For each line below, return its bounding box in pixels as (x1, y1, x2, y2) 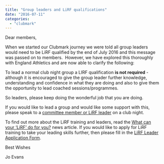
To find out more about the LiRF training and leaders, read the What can (5, 119, 152, 125)
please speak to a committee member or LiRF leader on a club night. (5, 110, 144, 116)
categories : (5, 16, 30, 21)
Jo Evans (5, 154, 24, 160)
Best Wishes (5, 144, 31, 151)
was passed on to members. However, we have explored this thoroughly (5, 55, 154, 61)
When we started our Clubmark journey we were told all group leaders (5, 44, 148, 50)
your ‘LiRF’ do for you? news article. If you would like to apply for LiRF (5, 124, 147, 130)
